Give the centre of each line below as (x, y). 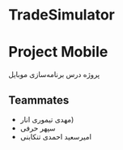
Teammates (39, 100)
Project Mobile (58, 52)
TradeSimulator (62, 15)
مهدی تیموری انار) (47, 119)
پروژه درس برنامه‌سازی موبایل (54, 75)
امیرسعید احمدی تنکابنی (55, 136)
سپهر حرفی (38, 128)
